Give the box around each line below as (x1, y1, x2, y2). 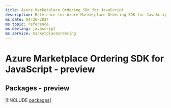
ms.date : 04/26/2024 (5, 17, 49, 22)
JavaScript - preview (5, 64, 96, 75)
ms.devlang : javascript (5, 26, 56, 31)
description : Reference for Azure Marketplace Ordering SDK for (5, 12, 145, 17)
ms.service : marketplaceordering (5, 31, 76, 36)
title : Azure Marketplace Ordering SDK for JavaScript (5, 7, 124, 13)
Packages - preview (5, 84, 70, 92)
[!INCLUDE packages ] (5, 97, 51, 103)
